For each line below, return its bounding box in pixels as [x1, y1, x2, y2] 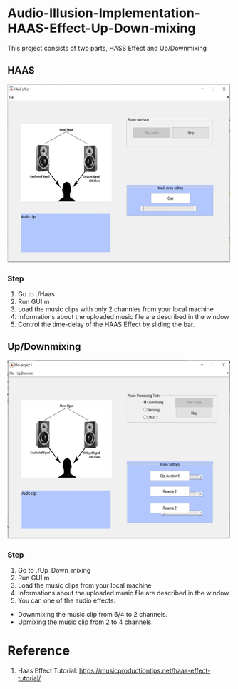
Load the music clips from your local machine [17, 581, 152, 590]
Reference [7, 643, 70, 659]
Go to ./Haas [17, 290, 55, 298]
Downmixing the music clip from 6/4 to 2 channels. [17, 610, 168, 619]
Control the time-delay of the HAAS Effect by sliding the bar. [17, 320, 195, 329]
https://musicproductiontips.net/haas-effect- [78, 666, 211, 675]
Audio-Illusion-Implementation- [7, 5, 201, 21]
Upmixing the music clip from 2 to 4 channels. [17, 618, 153, 626]
